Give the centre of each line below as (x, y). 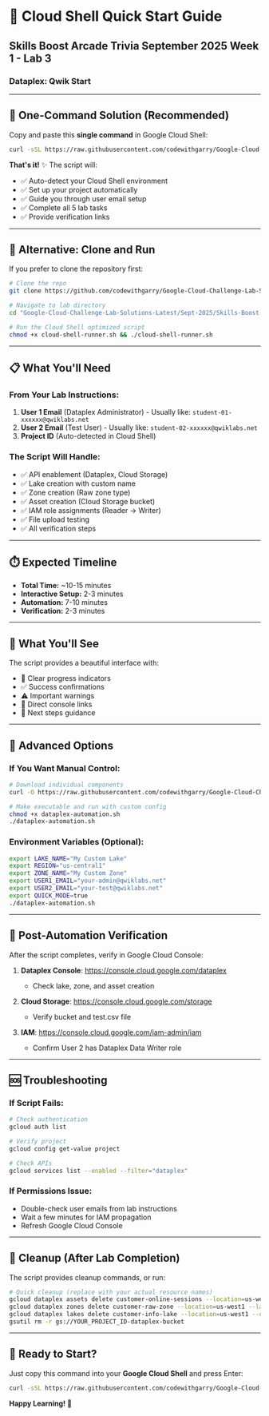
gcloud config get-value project (65, 1149)
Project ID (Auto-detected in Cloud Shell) (88, 436)
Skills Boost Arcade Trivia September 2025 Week (134, 46)
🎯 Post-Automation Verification (89, 935)
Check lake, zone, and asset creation (93, 985)
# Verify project (38, 1141)
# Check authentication (49, 1120)
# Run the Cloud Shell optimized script (77, 327)
